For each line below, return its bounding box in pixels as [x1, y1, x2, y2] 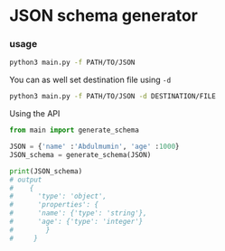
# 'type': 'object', [9, 191, 107, 201]
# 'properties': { [9, 200, 99, 209]
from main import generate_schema [9, 125, 140, 135]
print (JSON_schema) [9, 166, 83, 176]
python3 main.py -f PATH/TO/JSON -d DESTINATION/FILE [9, 92, 217, 101]
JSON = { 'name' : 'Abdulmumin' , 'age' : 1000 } [9, 142, 180, 152]
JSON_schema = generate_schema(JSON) [9, 150, 152, 159]
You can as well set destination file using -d [9, 74, 172, 86]
